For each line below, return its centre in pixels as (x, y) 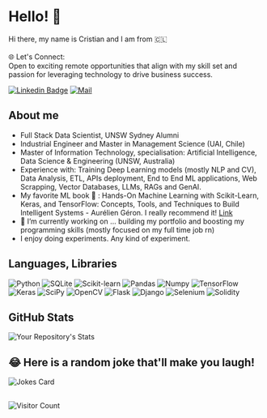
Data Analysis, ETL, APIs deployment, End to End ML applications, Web (138, 178)
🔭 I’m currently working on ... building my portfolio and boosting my (132, 221)
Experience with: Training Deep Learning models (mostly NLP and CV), (138, 169)
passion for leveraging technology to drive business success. (110, 74)
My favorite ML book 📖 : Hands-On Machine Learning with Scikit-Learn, (139, 195)
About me (34, 115)
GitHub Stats (41, 317)
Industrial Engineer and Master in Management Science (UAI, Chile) (132, 143)
